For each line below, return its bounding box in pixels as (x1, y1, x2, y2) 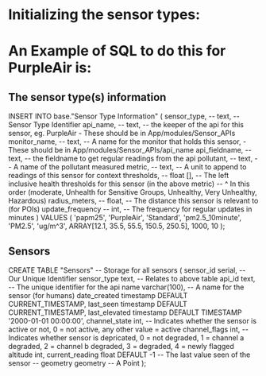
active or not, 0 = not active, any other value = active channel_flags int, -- (8, 324, 249, 334)
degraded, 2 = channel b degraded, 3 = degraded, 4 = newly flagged (8, 342, 234, 351)
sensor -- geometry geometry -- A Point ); (8, 359, 147, 367)
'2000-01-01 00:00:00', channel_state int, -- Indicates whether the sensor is (8, 316, 256, 325)
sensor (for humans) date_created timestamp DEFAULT (8, 291, 188, 300)
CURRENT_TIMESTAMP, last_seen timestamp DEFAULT (8, 300, 188, 308)
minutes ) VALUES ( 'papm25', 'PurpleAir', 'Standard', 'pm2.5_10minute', (8, 213, 242, 223)
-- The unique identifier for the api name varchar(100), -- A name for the (8, 282, 245, 292)
